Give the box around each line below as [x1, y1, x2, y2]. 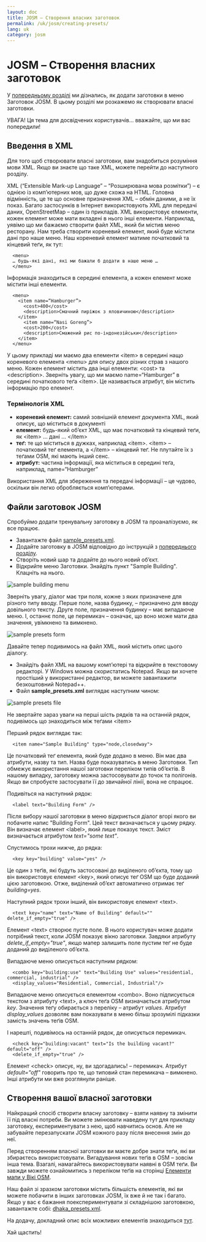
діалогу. [7, 649, 28, 657]
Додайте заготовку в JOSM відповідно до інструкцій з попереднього [15, 542, 197, 550]
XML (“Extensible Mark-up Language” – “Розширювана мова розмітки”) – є [7, 182, 200, 189]
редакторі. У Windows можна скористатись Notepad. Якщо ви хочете [15, 667, 198, 675]
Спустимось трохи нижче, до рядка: [7, 844, 103, 851]
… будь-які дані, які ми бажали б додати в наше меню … [12, 258, 158, 264]
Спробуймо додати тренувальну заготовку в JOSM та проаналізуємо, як [7, 518, 198, 525]
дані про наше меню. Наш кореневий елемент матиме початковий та [7, 234, 189, 241]
